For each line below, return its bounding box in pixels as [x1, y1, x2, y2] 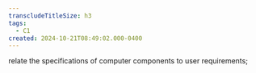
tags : [8, 19, 27, 27]
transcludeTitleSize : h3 [8, 11, 92, 20]
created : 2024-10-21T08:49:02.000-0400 [8, 34, 143, 43]
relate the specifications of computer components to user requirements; [8, 56, 249, 66]
